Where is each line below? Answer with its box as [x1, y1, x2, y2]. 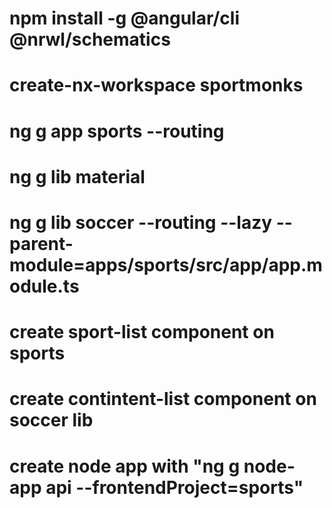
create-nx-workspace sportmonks [9, 74, 304, 97]
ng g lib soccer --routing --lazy [9, 211, 273, 234]
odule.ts [9, 275, 80, 297]
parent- [9, 232, 74, 255]
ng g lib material [9, 165, 146, 188]
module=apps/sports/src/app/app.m [9, 253, 323, 276]
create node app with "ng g [9, 455, 241, 477]
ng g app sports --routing [9, 120, 225, 142]
